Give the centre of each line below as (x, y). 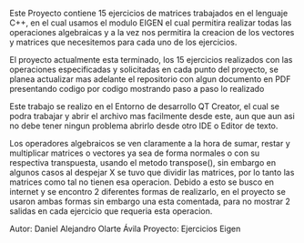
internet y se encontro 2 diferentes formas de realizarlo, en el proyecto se (148, 192)
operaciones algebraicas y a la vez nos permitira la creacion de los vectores (152, 32)
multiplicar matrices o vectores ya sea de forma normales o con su (135, 153)
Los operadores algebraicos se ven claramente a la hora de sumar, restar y (150, 143)
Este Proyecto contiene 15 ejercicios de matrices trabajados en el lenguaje (149, 13)
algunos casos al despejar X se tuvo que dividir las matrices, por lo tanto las (152, 172)
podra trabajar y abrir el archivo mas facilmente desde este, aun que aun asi (152, 116)
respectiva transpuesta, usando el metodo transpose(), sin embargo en (142, 162)
